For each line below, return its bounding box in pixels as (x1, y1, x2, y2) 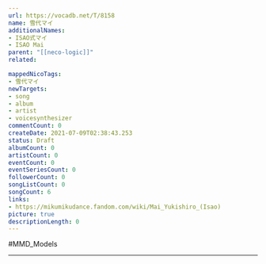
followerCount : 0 (8, 174, 66, 182)
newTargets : (8, 85, 47, 93)
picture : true (8, 210, 55, 218)
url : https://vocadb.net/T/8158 (8, 11, 115, 20)
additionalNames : (8, 26, 66, 34)
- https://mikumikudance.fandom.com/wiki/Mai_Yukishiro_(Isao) (8, 203, 222, 211)
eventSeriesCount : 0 (8, 166, 77, 174)
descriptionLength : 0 (8, 217, 80, 226)
